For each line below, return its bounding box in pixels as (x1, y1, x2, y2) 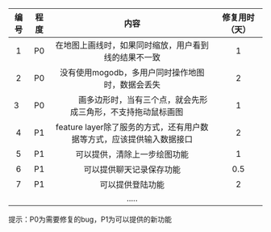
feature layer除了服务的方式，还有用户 (55, 121, 201, 133)
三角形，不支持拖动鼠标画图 (77, 107, 184, 117)
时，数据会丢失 (103, 79, 161, 90)
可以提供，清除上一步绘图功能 (75, 149, 190, 160)
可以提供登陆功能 (99, 179, 165, 190)
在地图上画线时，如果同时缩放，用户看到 (55, 40, 210, 51)
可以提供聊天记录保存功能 (83, 164, 181, 175)
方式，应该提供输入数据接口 (87, 133, 194, 145)
